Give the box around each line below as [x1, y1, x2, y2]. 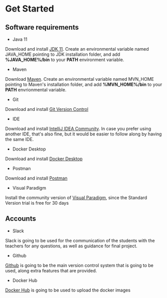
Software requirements [5, 23, 79, 32]
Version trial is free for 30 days [5, 200, 69, 206]
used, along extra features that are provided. [5, 267, 97, 273]
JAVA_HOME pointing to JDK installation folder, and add [5, 51, 120, 57]
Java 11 [12, 36, 27, 42]
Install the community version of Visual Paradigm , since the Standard [5, 195, 147, 201]
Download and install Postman [5, 175, 67, 181]
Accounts [5, 214, 36, 223]
